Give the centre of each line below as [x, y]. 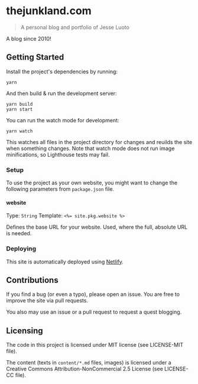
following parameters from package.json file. [60, 189]
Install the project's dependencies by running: [62, 71]
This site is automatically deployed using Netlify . [65, 262]
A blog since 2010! [29, 38]
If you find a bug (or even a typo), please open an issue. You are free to [93, 294]
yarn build [20, 104]
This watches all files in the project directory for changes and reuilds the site [99, 142]
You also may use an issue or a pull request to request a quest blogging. [94, 312]
